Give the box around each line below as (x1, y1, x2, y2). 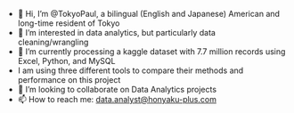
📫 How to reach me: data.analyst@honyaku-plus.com (17, 94, 216, 104)
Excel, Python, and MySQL (17, 56, 116, 66)
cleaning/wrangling (17, 36, 89, 47)
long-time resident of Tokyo (17, 18, 120, 28)
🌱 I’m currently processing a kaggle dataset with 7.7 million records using (17, 46, 286, 57)
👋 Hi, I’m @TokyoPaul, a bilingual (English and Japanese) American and (17, 9, 281, 19)
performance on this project (17, 75, 121, 85)
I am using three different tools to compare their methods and (17, 65, 244, 76)
